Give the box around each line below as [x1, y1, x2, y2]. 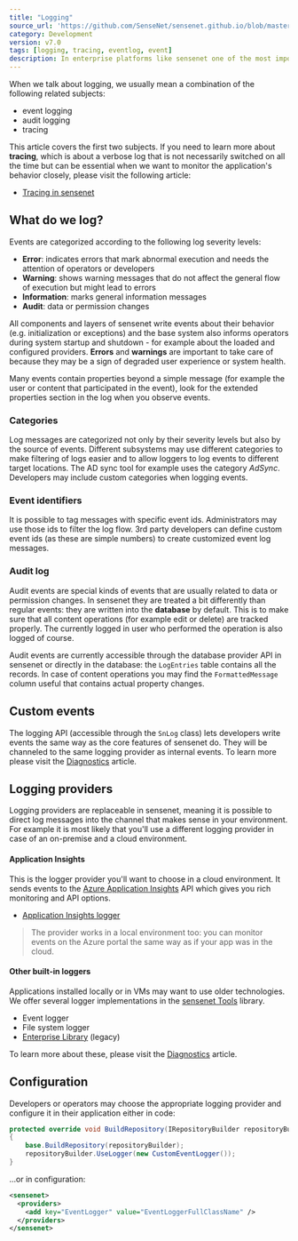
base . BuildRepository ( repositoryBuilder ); [25, 1141, 184, 1150]
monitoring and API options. [9, 893, 111, 903]
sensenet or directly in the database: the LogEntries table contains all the [9, 659, 277, 669]
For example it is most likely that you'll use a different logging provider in [9, 824, 275, 835]
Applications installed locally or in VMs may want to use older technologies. [9, 986, 286, 997]
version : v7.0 [9, 37, 62, 47]
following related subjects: [9, 88, 106, 99]
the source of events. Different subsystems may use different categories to [9, 444, 284, 454]
